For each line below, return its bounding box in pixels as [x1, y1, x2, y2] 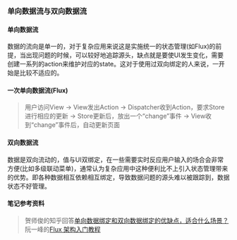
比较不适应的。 [19, 68, 63, 77]
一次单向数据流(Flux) [7, 86, 68, 95]
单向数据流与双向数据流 [7, 6, 87, 16]
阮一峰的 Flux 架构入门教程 [24, 224, 101, 234]
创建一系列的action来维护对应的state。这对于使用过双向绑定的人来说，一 [7, 60, 219, 68]
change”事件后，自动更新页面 [33, 121, 120, 129]
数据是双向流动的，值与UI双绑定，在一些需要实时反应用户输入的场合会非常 [7, 155, 224, 164]
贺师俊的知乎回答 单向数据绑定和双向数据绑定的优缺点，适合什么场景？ [24, 216, 229, 224]
